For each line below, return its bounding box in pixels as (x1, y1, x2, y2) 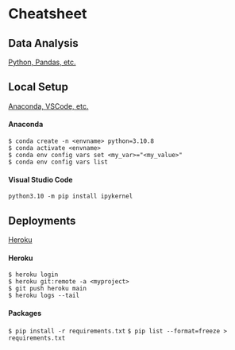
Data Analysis (8, 37, 79, 50)
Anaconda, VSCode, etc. (8, 101, 89, 111)
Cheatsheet (8, 5, 87, 23)
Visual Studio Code (8, 175, 73, 184)
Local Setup (8, 80, 69, 94)
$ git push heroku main (8, 285, 87, 293)
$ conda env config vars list (8, 158, 109, 167)
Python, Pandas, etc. (8, 57, 77, 67)
